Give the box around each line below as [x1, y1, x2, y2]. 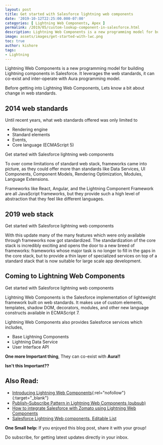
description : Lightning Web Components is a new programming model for [5, 30, 153, 34]
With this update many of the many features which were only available [5, 232, 146, 238]
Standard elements [12, 132, 50, 138]
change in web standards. [5, 90, 57, 96]
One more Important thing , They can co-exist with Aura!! [5, 353, 121, 359]
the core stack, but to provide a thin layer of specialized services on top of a [5, 253, 158, 258]
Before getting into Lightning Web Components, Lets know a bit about [5, 85, 145, 91]
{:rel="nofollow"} [92, 390, 126, 396]
